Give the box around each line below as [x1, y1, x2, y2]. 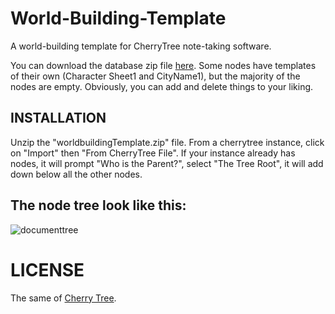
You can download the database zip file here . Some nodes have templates [10, 59, 317, 71]
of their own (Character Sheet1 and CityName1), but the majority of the [10, 70, 301, 82]
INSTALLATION [10, 110, 107, 127]
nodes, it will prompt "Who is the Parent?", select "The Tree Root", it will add [10, 157, 324, 169]
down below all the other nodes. [10, 168, 143, 180]
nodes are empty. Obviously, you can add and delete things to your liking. [10, 80, 314, 92]
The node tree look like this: [10, 197, 187, 214]
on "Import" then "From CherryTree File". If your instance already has [10, 147, 296, 159]
